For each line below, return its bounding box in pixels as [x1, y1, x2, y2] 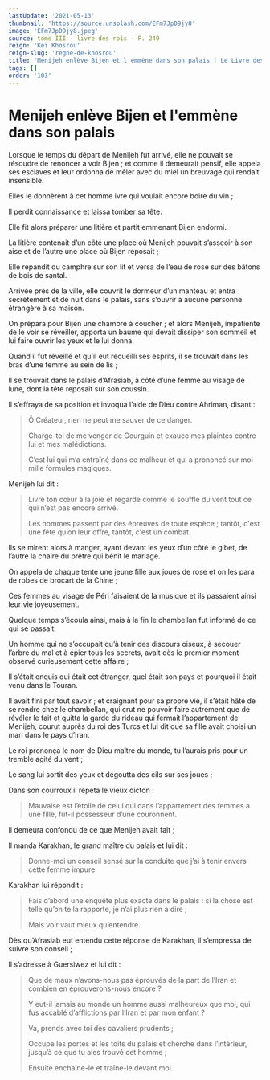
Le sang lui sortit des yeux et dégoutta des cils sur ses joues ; [8, 769, 213, 779]
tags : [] [8, 64, 38, 72]
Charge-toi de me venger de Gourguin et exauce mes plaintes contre [27, 431, 256, 440]
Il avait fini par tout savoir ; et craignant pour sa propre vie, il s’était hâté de [8, 696, 256, 706]
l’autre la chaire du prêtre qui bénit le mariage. [8, 551, 161, 561]
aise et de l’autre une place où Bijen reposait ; [8, 246, 159, 256]
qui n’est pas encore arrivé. [27, 503, 119, 513]
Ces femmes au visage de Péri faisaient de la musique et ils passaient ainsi [8, 591, 256, 600]
